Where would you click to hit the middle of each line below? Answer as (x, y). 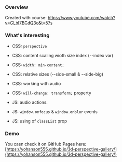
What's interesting (27, 35)
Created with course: (26, 18)
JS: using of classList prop (40, 121)
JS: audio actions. (30, 102)
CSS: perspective (29, 46)
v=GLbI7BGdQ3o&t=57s (29, 23)
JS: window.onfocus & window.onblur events (55, 111)
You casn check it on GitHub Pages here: (46, 144)
